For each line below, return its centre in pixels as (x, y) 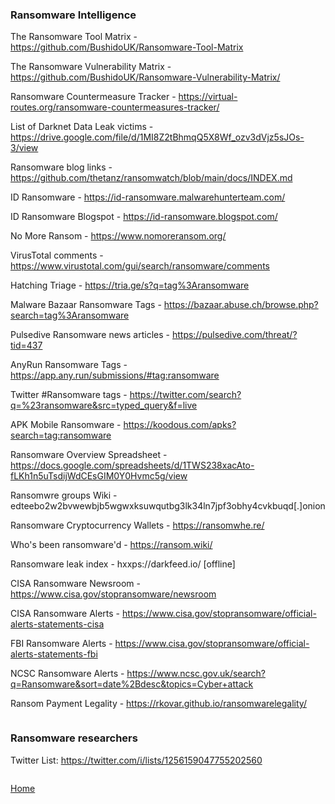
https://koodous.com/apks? (180, 425)
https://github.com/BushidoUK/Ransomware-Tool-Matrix (127, 47)
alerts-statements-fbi (54, 654)
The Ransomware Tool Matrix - (74, 37)
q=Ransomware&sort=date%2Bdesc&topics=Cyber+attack (132, 684)
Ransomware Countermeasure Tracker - (93, 97)
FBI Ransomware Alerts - (61, 644)
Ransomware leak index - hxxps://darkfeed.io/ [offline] (123, 564)
